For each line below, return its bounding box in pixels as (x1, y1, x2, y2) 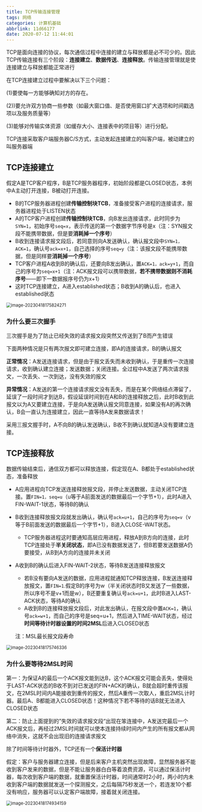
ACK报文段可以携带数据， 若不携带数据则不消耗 (76, 267, 192, 274)
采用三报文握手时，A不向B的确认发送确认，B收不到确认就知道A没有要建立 (6, 421, 189, 428)
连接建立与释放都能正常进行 (6, 64, 75, 71)
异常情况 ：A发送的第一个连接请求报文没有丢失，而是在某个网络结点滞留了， (6, 385, 194, 393)
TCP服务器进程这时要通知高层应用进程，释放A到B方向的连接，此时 (23, 534, 189, 541)
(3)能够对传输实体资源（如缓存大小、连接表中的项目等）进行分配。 (6, 122, 171, 130)
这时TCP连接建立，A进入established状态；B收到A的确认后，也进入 (14, 282, 181, 290)
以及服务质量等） (11, 110, 54, 117)
